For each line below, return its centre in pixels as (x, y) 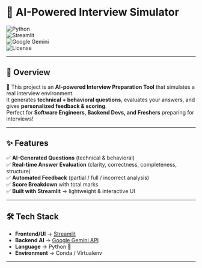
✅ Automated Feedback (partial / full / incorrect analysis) (78, 177)
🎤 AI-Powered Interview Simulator (93, 12)
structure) (19, 171)
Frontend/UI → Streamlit (45, 234)
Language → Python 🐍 (43, 247)
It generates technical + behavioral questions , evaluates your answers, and (101, 100)
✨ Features (27, 143)
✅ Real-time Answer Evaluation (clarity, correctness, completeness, (92, 164)
